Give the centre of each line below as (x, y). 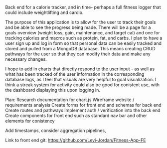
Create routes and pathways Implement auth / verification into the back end (83, 110)
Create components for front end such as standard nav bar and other (76, 116)
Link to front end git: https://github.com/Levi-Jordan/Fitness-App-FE (76, 140)
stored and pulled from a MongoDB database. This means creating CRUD (80, 49)
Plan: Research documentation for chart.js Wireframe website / (70, 100)
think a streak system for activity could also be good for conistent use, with (83, 85)
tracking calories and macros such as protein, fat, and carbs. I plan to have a (84, 38)
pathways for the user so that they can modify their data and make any (78, 54)
